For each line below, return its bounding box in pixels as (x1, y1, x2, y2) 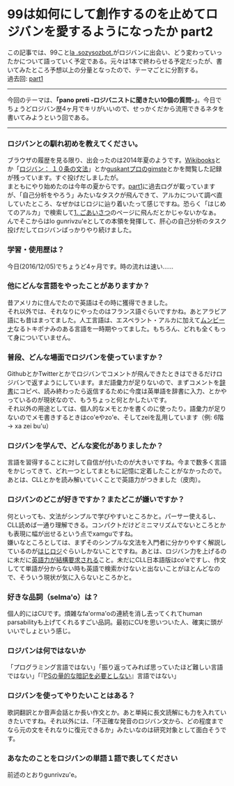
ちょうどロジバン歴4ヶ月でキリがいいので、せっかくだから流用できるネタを (7, 104, 225, 112)
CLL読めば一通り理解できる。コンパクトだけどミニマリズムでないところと (7, 520, 220, 529)
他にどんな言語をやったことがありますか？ (7, 281, 150, 291)
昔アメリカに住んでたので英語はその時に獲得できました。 (7, 298, 172, 307)
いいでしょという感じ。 (7, 627, 75, 635)
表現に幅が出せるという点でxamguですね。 (13, 529, 137, 538)
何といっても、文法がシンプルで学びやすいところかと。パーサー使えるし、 (7, 512, 220, 520)
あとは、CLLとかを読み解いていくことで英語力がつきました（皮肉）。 (7, 476, 205, 484)
